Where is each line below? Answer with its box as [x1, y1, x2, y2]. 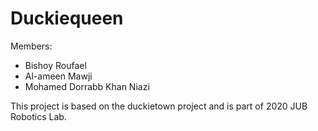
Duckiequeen [10, 7, 124, 30]
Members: [10, 40, 53, 52]
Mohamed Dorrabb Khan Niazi [24, 80, 150, 92]
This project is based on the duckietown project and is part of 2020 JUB [10, 100, 308, 112]
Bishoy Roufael [24, 59, 87, 71]
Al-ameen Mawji [24, 70, 93, 82]
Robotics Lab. [10, 110, 67, 122]
